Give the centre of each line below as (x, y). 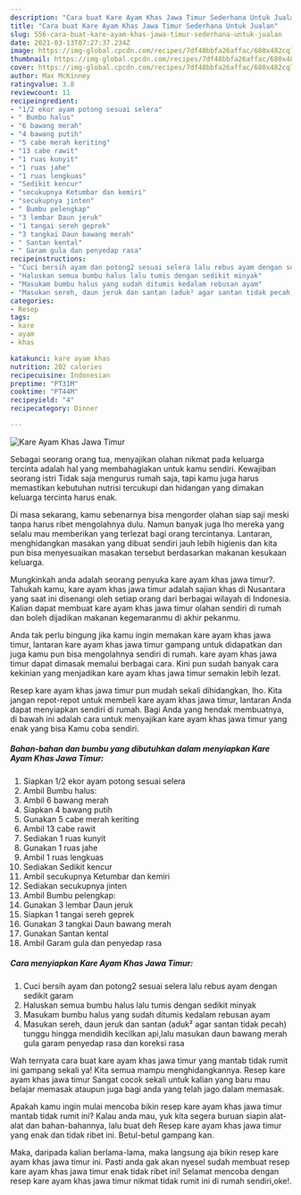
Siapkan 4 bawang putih (68, 809)
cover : (22, 68)
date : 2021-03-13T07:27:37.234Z (70, 43)
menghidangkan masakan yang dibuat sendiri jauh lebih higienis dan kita (144, 543)
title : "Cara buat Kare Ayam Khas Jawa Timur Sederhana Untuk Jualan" (144, 26)
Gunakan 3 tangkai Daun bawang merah (97, 924)
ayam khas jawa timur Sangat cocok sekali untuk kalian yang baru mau (140, 1079)
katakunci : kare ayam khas (60, 358)
